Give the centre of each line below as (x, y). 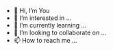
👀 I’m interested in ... (42, 18)
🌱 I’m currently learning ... (50, 25)
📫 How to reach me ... (45, 40)
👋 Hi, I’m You (32, 11)
